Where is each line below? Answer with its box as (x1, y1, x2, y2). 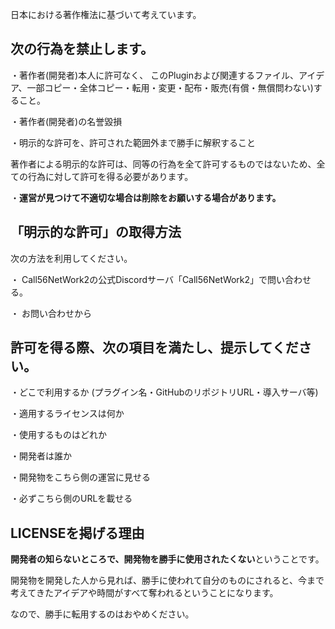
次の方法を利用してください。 (10, 252, 133, 264)
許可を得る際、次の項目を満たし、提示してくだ (10, 339, 299, 357)
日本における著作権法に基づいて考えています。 (10, 9, 202, 20)
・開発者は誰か (10, 450, 72, 462)
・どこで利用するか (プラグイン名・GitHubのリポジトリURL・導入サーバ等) (10, 386, 319, 398)
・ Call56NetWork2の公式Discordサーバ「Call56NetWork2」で (10, 273, 268, 285)
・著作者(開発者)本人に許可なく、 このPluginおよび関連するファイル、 (10, 69, 300, 81)
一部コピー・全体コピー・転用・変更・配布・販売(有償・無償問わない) (26, 81, 314, 93)
